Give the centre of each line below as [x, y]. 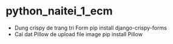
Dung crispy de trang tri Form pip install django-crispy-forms [91, 28]
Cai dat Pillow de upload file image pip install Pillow [79, 34]
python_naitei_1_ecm [59, 11]
